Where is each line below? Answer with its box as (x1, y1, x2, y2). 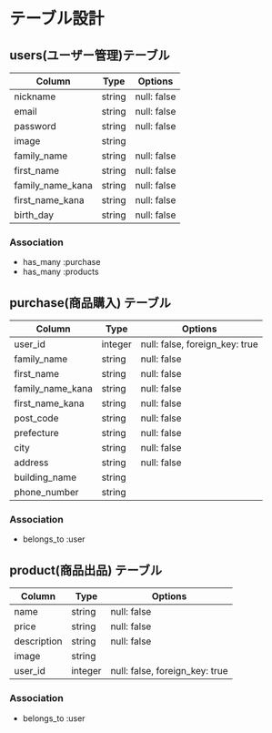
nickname (14, 90, 56, 103)
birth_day (14, 209, 55, 221)
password (14, 120, 56, 132)
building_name (14, 471, 77, 484)
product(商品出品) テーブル (9, 562, 163, 578)
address (14, 456, 49, 469)
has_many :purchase (22, 257, 101, 268)
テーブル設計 (9, 8, 105, 29)
